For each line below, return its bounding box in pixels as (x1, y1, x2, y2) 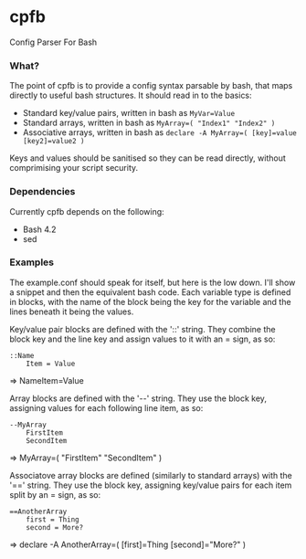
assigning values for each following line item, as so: (9, 402, 204, 413)
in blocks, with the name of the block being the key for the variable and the (9, 296, 291, 307)
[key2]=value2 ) (22, 137, 85, 146)
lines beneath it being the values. (9, 306, 134, 317)
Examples (9, 256, 55, 269)
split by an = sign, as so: (9, 489, 101, 500)
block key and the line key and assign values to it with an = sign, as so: (9, 333, 276, 344)
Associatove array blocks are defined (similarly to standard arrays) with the (9, 469, 292, 480)
